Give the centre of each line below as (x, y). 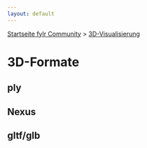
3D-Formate (43, 62)
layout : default (31, 14)
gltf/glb (24, 135)
